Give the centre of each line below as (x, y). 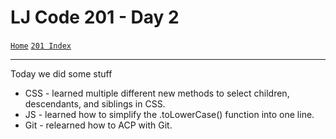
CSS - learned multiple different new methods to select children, (157, 93)
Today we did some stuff (61, 73)
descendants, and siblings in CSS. (95, 103)
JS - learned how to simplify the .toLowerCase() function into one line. (169, 114)
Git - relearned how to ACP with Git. (98, 125)
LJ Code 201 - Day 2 (95, 17)
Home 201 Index (41, 46)
